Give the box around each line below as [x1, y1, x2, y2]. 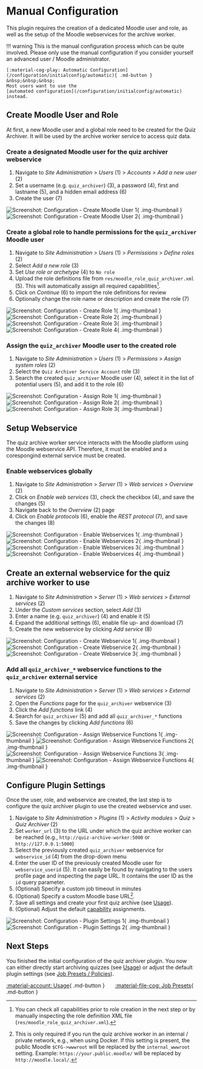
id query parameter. [14, 879, 65, 886]
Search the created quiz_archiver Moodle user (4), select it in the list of [14, 374, 195, 382]
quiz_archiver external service [6, 673, 98, 682]
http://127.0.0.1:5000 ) [14, 840, 74, 847]
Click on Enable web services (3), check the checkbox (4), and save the [14, 493, 195, 501]
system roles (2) [14, 361, 56, 369]
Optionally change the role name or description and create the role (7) [14, 295, 189, 302]
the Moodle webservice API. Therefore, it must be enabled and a [6, 446, 167, 453]
